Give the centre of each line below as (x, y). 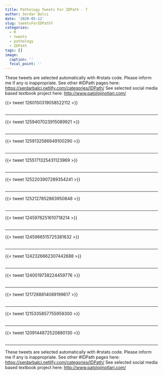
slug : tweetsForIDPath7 (29, 23)
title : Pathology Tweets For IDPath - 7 (47, 9)
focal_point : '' (26, 64)
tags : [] (14, 50)
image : (12, 55)
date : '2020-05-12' (25, 19)
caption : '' (22, 59)
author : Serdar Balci (27, 14)
